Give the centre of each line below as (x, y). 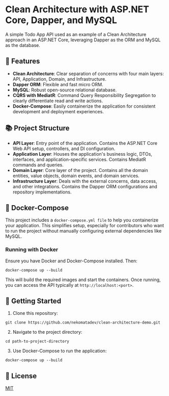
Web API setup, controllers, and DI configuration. (64, 148)
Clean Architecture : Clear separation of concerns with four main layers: (88, 73)
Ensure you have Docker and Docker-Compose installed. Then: (71, 261)
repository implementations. (42, 192)
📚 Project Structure (37, 128)
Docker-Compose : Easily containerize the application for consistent (84, 106)
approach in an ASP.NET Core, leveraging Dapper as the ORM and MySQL (83, 40)
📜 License (21, 376)
